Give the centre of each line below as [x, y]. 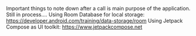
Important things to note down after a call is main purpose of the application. [98, 8]
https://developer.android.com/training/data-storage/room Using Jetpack [94, 21]
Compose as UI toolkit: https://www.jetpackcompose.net [74, 27]
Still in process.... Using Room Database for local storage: [75, 15]
